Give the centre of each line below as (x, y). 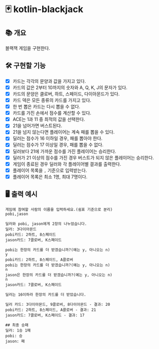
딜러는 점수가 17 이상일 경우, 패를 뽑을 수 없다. (58, 145)
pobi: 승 (14, 336)
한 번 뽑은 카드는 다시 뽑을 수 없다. (46, 107)
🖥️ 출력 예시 (21, 194)
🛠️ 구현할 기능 (26, 66)
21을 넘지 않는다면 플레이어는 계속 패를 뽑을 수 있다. (64, 132)
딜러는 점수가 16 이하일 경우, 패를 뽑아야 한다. (57, 138)
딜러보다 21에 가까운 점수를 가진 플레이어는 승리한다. (65, 151)
